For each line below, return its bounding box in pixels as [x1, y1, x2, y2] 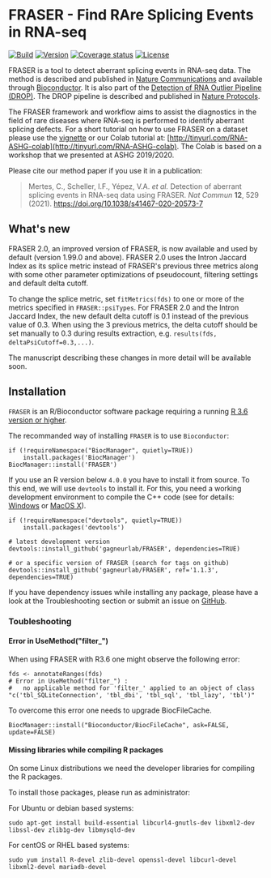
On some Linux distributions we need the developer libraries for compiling [8, 763, 255, 773]
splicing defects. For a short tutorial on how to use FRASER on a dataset [8, 124, 248, 134]
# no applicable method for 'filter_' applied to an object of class [8, 683, 255, 692]
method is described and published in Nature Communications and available [8, 74, 263, 84]
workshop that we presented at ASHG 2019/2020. [8, 150, 175, 160]
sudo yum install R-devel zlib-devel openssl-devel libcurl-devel [8, 855, 237, 864]
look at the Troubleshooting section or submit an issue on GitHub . [8, 596, 227, 606]
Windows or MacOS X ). [8, 500, 87, 510]
